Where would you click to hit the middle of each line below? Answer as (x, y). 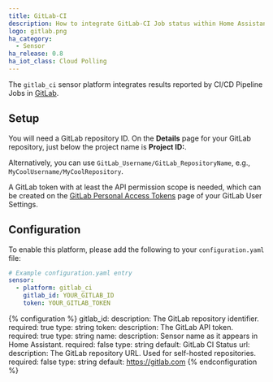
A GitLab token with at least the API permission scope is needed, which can (135, 187)
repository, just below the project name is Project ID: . (97, 146)
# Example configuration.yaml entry (70, 273)
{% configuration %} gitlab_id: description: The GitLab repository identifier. (134, 319)
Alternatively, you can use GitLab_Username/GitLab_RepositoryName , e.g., (129, 163)
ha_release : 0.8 (36, 54)
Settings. (23, 204)
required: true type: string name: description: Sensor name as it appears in (133, 336)
